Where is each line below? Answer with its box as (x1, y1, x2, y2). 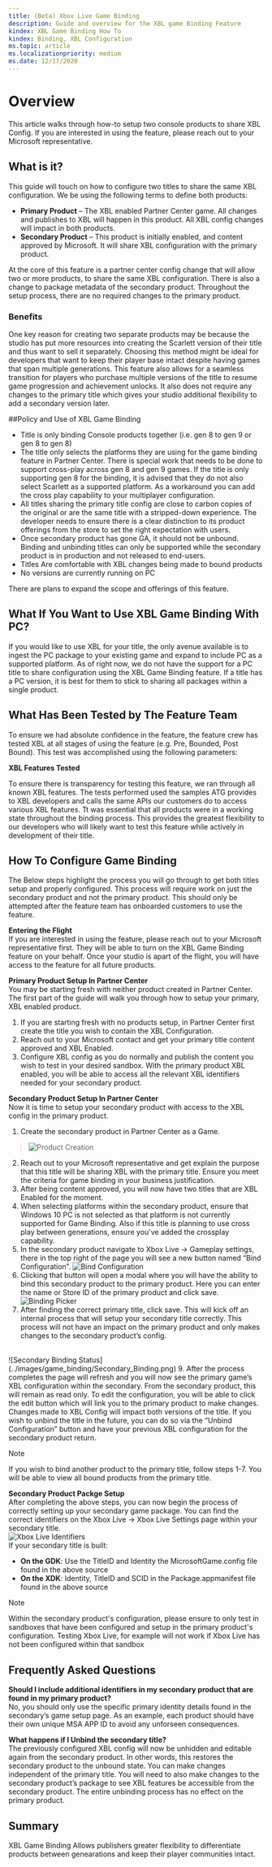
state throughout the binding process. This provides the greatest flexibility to (8, 813, 265, 823)
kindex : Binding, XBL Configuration (8, 34, 132, 43)
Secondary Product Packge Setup (8, 1488, 125, 1499)
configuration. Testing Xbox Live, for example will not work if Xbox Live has (8, 1631, 261, 1641)
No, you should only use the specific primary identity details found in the (8, 1702, 252, 1712)
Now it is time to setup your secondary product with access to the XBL (8, 1102, 245, 1112)
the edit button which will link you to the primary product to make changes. (8, 1398, 259, 1408)
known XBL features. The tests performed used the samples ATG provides (8, 787, 257, 797)
